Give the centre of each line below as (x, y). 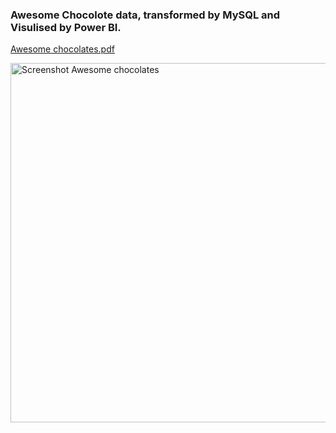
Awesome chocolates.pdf (62, 49)
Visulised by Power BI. (66, 27)
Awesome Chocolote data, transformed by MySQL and (145, 15)
